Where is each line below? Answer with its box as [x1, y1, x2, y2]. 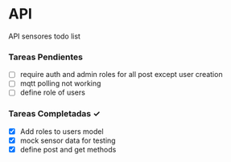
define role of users [19, 87, 86, 97]
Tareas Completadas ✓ [8, 108, 101, 119]
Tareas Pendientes [8, 51, 83, 63]
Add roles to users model [19, 126, 104, 136]
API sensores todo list [8, 31, 80, 41]
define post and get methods [19, 144, 117, 154]
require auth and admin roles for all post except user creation [19, 70, 223, 79]
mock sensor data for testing [19, 136, 116, 145]
